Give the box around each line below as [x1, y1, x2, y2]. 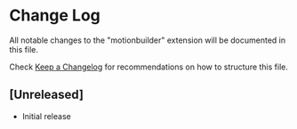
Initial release [21, 110, 71, 121]
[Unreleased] [9, 87, 84, 102]
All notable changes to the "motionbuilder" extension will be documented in [9, 35, 286, 45]
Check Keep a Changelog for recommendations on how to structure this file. [9, 61, 289, 72]
